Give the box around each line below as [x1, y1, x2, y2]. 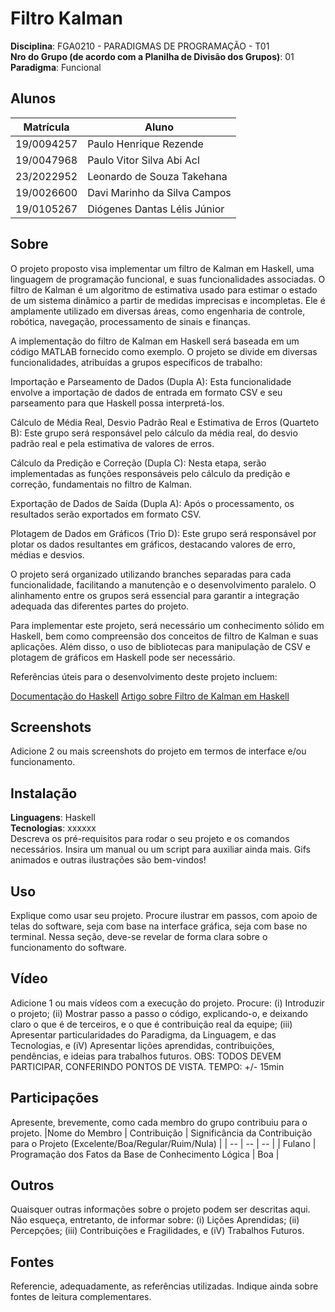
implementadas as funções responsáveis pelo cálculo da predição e [10, 467, 291, 479]
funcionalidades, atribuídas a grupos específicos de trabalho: [10, 356, 263, 368]
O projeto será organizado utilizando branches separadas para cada [10, 568, 292, 580]
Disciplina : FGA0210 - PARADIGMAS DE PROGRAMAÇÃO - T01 [10, 40, 270, 52]
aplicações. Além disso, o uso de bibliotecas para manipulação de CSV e [10, 640, 311, 652]
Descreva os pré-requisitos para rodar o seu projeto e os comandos [10, 833, 290, 845]
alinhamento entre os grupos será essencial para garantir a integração [10, 589, 300, 601]
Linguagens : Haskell [10, 812, 96, 824]
